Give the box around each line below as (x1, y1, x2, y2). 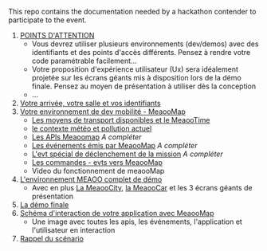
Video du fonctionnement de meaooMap (31, 167, 165, 175)
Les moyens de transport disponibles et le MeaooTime (31, 116, 210, 124)
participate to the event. (8, 15, 87, 25)
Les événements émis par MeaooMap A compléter (31, 141, 198, 150)
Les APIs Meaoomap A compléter (31, 132, 142, 142)
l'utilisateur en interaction (31, 226, 116, 234)
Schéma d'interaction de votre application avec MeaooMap (19, 209, 214, 218)
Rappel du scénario (19, 234, 84, 243)
